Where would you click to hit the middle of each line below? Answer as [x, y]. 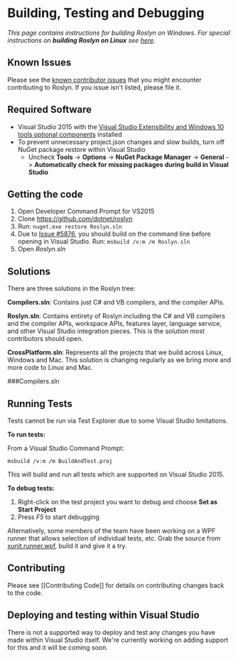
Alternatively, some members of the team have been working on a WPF [112, 531]
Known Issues [39, 63]
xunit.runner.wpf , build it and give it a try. [67, 546]
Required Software [50, 110]
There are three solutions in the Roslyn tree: [71, 288]
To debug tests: [31, 488]
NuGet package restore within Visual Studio [81, 149]
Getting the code [45, 194]
